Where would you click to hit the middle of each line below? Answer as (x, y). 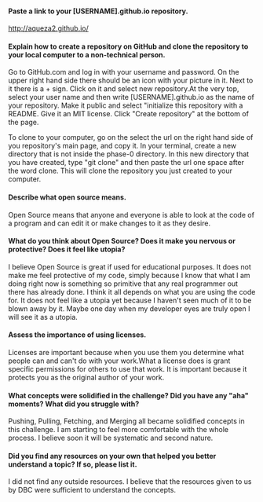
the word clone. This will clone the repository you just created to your (121, 171)
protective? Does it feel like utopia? (67, 249)
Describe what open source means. (68, 197)
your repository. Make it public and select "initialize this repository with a (126, 105)
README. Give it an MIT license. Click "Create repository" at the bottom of (129, 114)
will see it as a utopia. (43, 317)
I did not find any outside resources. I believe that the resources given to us (130, 482)
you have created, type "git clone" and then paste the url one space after (126, 163)
